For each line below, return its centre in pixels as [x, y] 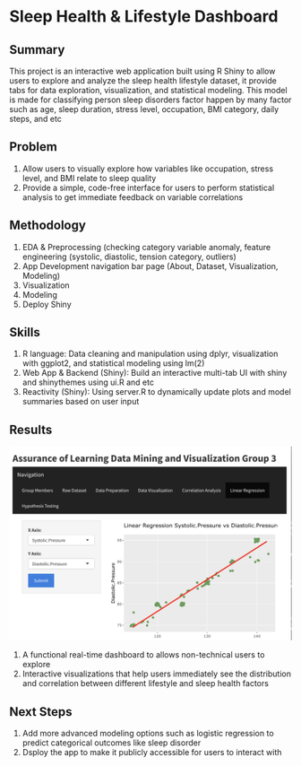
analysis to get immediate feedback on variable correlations [133, 197]
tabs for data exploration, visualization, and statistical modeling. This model [149, 90]
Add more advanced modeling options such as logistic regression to [148, 734]
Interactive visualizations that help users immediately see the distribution [156, 674]
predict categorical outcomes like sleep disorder [112, 743]
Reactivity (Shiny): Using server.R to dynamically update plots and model [156, 392]
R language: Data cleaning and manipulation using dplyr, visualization [150, 354]
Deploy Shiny [47, 304]
